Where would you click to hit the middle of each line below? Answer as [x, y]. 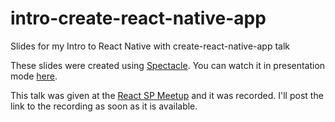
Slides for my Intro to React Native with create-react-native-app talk [150, 46]
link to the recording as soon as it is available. [104, 106]
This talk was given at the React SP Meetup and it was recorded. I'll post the [167, 95]
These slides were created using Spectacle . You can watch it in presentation [168, 65]
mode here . [34, 76]
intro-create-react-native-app [138, 18]
